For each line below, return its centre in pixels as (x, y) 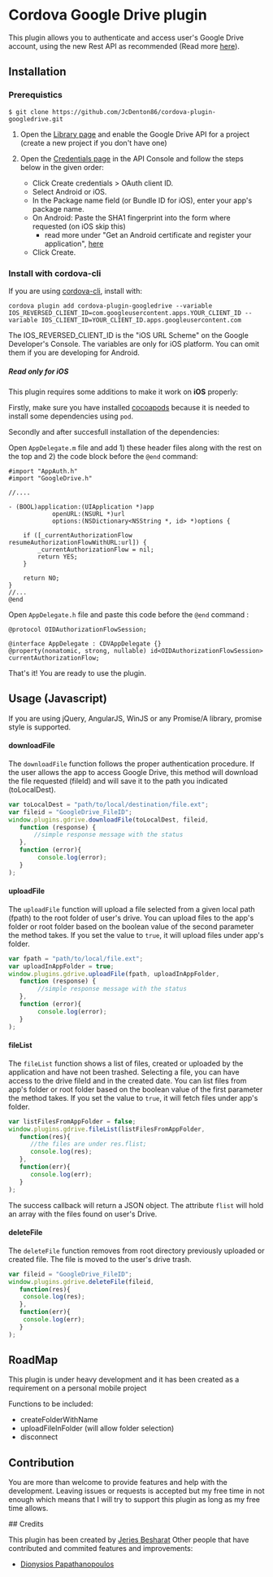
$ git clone (28, 112)
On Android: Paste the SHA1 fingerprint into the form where (131, 217)
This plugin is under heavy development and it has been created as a (124, 1380)
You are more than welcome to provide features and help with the (118, 1483)
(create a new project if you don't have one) (94, 142)
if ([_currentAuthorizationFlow (78, 535)
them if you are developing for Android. (74, 353)
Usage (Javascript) (58, 699)
